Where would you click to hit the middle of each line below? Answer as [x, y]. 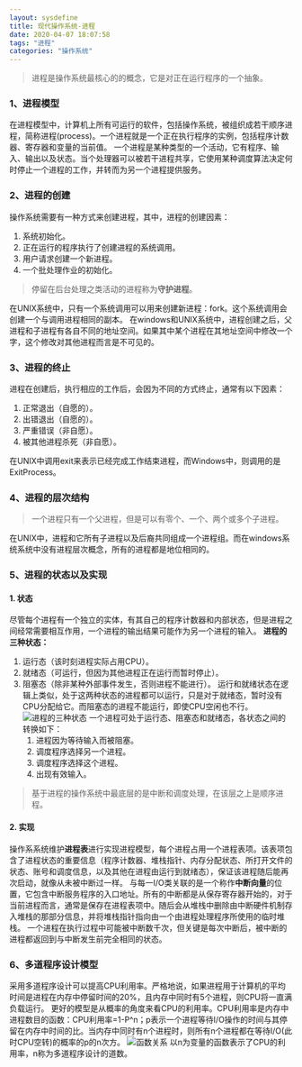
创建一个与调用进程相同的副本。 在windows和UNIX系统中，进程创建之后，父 [151, 319]
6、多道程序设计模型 [54, 964]
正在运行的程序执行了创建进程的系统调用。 [101, 247]
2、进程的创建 [40, 196]
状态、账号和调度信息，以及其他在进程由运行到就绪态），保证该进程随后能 [145, 871]
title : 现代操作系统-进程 [53, 26]
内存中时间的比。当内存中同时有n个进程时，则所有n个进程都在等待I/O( [155, 1031]
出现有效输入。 [63, 774]
